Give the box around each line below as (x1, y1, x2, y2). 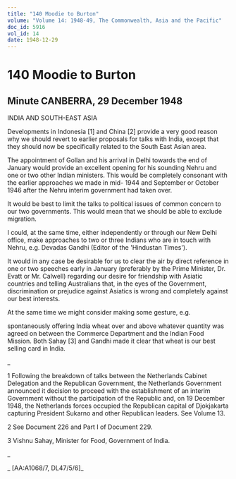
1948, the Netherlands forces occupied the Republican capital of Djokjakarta (7, 401, 229, 410)
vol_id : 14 (7, 30, 39, 37)
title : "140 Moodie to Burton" (7, 10, 99, 18)
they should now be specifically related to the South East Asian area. (7, 143, 206, 151)
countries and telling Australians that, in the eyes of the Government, (7, 279, 206, 288)
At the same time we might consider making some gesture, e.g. (7, 308, 191, 317)
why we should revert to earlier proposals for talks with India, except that (7, 135, 219, 143)
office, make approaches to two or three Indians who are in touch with (7, 236, 211, 244)
